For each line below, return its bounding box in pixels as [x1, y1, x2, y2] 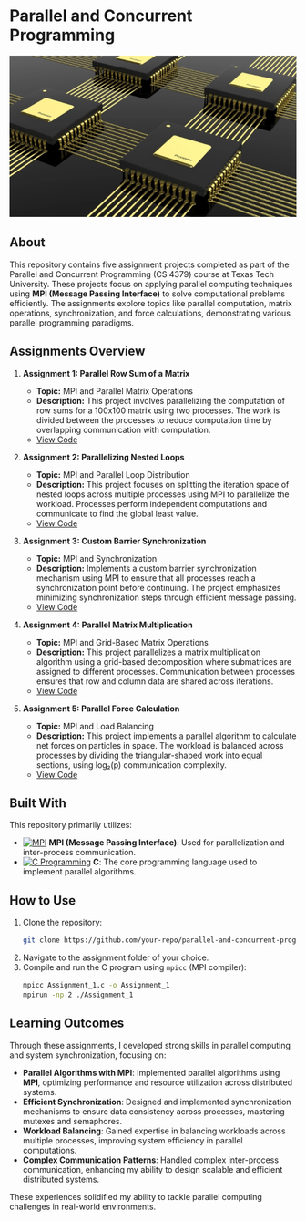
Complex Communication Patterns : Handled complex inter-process [22, 1154, 280, 1165]
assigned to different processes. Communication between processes [36, 666, 296, 677]
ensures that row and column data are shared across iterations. [36, 676, 274, 687]
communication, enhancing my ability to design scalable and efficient [22, 1164, 283, 1174]
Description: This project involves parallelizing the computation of [36, 395, 285, 406]
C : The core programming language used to [92, 856, 258, 867]
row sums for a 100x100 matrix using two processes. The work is [36, 405, 280, 416]
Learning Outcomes [9, 1016, 125, 1031]
